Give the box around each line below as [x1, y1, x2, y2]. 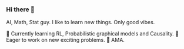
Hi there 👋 [6, 5, 35, 14]
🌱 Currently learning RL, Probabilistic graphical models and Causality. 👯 [6, 30, 179, 37]
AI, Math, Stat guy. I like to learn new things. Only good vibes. [6, 19, 155, 26]
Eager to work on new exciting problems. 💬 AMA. [6, 37, 125, 44]
